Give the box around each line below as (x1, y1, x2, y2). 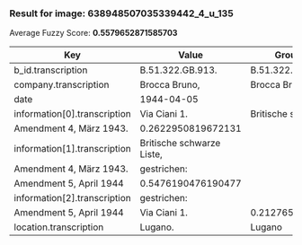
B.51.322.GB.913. (139, 64, 218, 76)
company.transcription (13, 79, 110, 92)
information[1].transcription (13, 143, 132, 155)
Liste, (139, 148, 164, 161)
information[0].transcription (13, 108, 132, 120)
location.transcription (13, 221, 104, 233)
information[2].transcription (13, 192, 132, 205)
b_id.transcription (13, 64, 88, 76)
